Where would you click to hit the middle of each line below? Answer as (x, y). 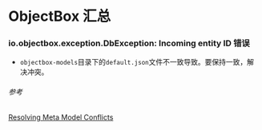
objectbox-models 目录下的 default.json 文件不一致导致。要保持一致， (133, 62)
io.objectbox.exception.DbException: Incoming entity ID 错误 (129, 43)
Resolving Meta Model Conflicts (61, 117)
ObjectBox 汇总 (60, 16)
